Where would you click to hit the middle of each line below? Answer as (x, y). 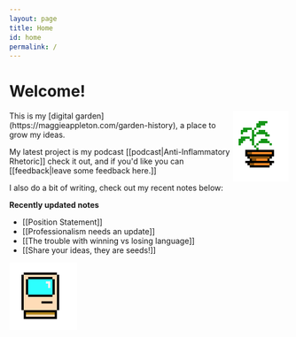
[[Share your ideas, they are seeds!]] (89, 250)
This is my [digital (41, 116)
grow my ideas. (37, 135)
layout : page (33, 19)
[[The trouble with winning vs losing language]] (108, 241)
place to (201, 126)
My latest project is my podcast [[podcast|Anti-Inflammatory (120, 152)
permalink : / (33, 47)
